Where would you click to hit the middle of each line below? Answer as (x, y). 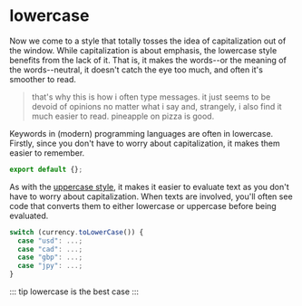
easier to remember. (47, 153)
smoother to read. (43, 79)
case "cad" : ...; (50, 249)
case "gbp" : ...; (50, 258)
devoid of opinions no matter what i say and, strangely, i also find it (157, 106)
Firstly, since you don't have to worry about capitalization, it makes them (145, 143)
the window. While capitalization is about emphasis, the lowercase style (143, 50)
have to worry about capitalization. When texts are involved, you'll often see (151, 196)
